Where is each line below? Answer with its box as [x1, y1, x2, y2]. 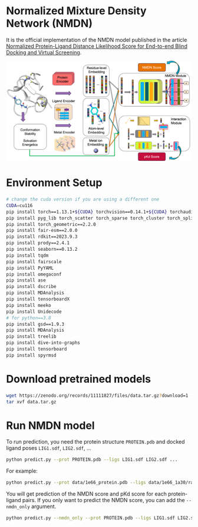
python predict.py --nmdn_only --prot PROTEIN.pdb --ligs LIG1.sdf [6, 515, 176, 521]
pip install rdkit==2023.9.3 [6, 234, 78, 240]
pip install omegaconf [6, 271, 62, 277]
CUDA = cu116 [6, 202, 33, 208]
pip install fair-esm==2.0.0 [6, 228, 78, 234]
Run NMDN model [6, 419, 95, 432]
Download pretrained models [6, 373, 151, 386]
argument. [31, 503, 57, 510]
